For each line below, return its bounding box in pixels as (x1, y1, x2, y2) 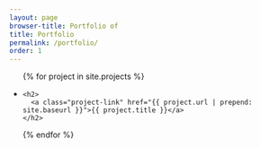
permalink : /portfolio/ (9, 38, 99, 48)
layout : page (9, 13, 58, 22)
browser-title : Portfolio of (9, 22, 119, 30)
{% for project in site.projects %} (22, 71, 145, 82)
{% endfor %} (22, 129, 75, 140)
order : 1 (9, 47, 42, 56)
